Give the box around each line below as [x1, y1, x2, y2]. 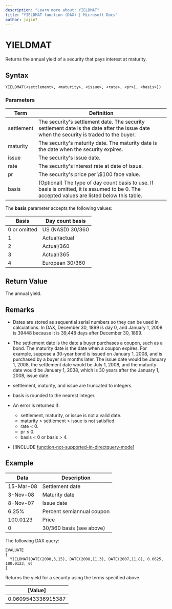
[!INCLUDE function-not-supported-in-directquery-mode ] [12, 444, 135, 450]
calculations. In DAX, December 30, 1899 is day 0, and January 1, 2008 [12, 324, 163, 331]
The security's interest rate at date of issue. [38, 163, 143, 170]
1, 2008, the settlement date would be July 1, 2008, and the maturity [12, 362, 157, 368]
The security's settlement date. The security [38, 119, 145, 126]
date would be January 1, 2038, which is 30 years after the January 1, [12, 367, 160, 374]
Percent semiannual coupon [42, 507, 110, 515]
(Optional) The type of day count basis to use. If [38, 179, 154, 186]
